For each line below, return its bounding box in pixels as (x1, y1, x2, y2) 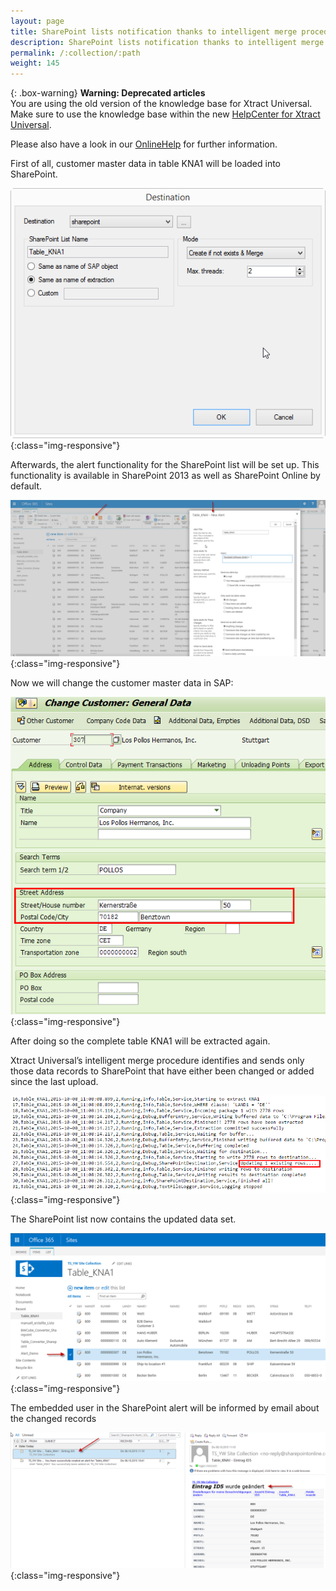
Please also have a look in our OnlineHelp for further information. (10, 138, 278, 150)
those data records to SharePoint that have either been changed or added (10, 1065, 315, 1077)
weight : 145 (10, 58, 60, 69)
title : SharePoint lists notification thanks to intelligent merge (10, 26, 298, 37)
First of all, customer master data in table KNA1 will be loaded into (10, 158, 282, 170)
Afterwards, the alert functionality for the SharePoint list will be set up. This (10, 459, 320, 471)
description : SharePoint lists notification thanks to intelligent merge (10, 37, 325, 47)
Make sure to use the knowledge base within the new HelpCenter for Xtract (10, 108, 321, 120)
